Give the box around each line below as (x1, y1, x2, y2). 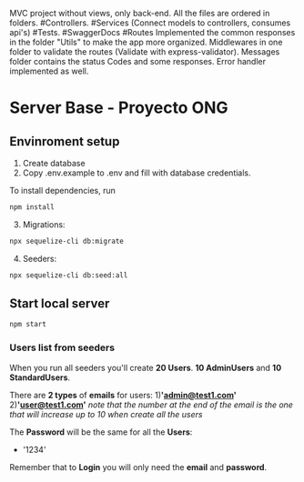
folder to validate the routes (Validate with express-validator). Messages (9, 46, 280, 57)
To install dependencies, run (9, 186, 117, 196)
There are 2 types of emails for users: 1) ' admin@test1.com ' (9, 389, 237, 400)
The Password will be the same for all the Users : (9, 427, 193, 437)
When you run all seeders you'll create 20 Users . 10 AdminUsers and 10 (9, 362, 282, 373)
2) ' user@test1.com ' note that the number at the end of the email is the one (9, 399, 294, 410)
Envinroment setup (9, 134, 120, 149)
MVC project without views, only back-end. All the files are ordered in (9, 8, 270, 18)
